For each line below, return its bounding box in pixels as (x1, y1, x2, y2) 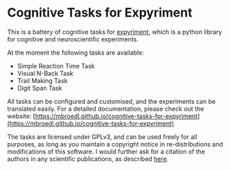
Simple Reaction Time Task (17, 62, 95, 70)
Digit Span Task (17, 84, 62, 92)
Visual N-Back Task (17, 69, 74, 77)
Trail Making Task (17, 76, 68, 84)
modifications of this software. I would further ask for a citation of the (7, 147, 206, 155)
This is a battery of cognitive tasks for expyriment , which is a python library (7, 28, 222, 36)
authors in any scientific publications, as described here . (7, 154, 169, 163)
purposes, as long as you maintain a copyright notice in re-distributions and (7, 140, 224, 148)
